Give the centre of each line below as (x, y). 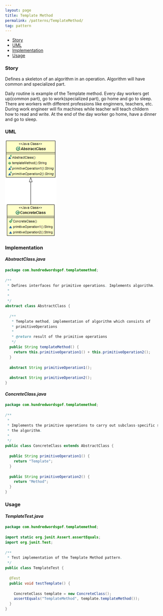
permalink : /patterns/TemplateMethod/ (44, 20)
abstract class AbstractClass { (38, 306)
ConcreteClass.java (26, 394)
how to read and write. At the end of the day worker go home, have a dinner (81, 114)
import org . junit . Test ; (29, 542)
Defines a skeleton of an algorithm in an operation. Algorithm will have (75, 79)
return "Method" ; (31, 482)
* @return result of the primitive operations (59, 337)
